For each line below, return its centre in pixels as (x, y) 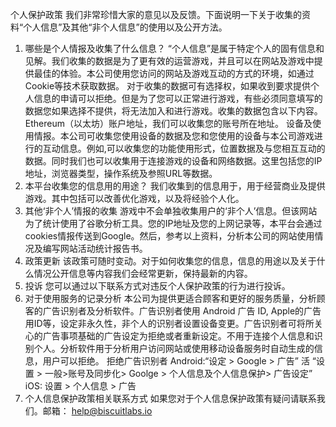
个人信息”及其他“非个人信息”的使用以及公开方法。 (125, 27)
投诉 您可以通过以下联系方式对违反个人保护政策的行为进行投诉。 (157, 286)
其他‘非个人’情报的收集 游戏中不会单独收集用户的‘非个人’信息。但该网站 (171, 211)
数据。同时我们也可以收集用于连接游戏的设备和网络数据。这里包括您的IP (173, 161)
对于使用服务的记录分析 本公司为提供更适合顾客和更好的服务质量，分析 (170, 298)
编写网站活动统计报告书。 (95, 248)
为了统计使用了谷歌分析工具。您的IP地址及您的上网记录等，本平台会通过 (173, 223)
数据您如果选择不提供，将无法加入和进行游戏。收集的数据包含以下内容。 (173, 111)
